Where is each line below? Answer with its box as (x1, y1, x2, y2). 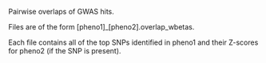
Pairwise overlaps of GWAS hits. (8, 7, 114, 16)
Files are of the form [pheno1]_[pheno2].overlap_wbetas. (8, 22, 195, 31)
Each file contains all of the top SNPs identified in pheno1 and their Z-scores (8, 37, 259, 47)
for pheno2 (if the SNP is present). (8, 46, 121, 55)
